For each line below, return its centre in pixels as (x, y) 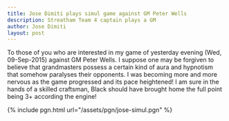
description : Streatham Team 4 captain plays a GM (82, 20)
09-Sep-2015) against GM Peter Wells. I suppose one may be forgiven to (111, 60)
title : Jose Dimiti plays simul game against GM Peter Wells (97, 13)
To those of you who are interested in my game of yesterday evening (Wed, (114, 53)
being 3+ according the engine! (52, 97)
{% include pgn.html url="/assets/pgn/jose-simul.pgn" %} (90, 110)
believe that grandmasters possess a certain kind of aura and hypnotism (110, 67)
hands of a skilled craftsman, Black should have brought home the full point (115, 89)
